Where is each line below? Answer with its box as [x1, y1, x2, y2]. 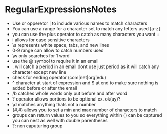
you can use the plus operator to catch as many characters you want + [12, 31, 160, 37]
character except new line [12, 69, 67, 75]
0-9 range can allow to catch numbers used [12, 47, 104, 53]
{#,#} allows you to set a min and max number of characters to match [12, 107, 157, 113]
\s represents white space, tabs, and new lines [12, 42, 109, 48]
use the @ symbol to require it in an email [12, 58, 99, 64]
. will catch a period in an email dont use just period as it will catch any [12, 63, 159, 70]
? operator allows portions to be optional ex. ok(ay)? [12, 95, 121, 102]
